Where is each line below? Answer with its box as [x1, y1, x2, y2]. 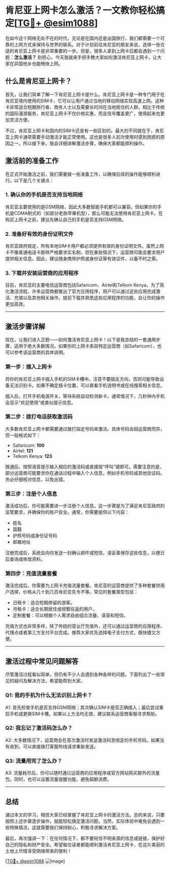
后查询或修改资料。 [5, 556, 46, 562]
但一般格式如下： [5, 432, 41, 438]
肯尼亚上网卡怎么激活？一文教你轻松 [5, 5, 156, 16]
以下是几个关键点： [14, 177, 54, 183]
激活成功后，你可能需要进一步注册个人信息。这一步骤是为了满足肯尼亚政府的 [5, 503, 165, 509]
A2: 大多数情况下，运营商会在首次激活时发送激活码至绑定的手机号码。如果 [5, 737, 160, 743]
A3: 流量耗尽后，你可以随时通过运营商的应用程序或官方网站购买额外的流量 [5, 770, 160, 776]
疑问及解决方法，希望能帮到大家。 [14, 678, 85, 684]
